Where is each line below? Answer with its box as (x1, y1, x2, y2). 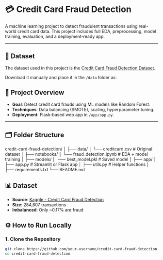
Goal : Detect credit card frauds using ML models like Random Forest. (12, 101, 150, 107)
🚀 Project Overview (5, 88, 65, 97)
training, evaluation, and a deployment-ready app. (5, 33, 105, 39)
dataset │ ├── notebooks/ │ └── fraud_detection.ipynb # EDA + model (5, 151, 148, 157)
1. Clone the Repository (5, 236, 61, 243)
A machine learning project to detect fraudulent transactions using (5, 23, 138, 29)
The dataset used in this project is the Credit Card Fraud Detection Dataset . (5, 65, 156, 71)
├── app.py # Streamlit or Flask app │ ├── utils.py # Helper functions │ (5, 162, 149, 167)
